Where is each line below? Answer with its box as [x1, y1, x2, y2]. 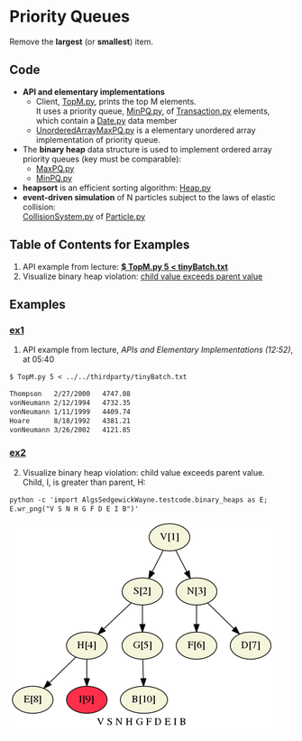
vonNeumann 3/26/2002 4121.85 [9, 426, 131, 435]
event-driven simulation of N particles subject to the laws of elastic [22, 191, 276, 202]
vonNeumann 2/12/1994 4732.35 [9, 399, 131, 408]
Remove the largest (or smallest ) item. [9, 36, 153, 47]
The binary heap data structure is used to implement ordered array [22, 144, 272, 154]
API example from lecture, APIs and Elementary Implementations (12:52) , [22, 345, 294, 356]
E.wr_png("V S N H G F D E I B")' [9, 504, 140, 514]
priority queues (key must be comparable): [22, 153, 182, 164]
